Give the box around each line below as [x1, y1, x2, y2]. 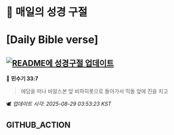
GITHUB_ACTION [6, 120, 71, 130]
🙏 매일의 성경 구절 [6, 5, 88, 19]
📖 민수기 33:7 [6, 75, 39, 82]
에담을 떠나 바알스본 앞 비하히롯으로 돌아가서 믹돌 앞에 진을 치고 [20, 87, 168, 95]
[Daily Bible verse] [6, 33, 99, 46]
